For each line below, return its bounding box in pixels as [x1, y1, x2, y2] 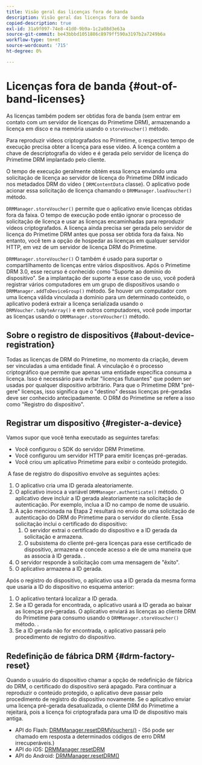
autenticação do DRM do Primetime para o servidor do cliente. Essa [14, 514, 184, 521]
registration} [6, 340, 55, 350]
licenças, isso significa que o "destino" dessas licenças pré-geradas [21, 387, 192, 395]
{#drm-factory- [115, 651, 175, 661]
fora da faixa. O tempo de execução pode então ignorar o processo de [6, 211, 181, 218]
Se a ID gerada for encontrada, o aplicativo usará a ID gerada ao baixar [14, 602, 192, 609]
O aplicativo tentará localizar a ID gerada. [14, 595, 118, 602]
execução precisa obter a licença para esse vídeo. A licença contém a [6, 143, 181, 150]
